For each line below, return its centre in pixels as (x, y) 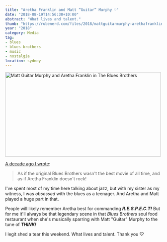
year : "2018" (19, 28)
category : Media (22, 33)
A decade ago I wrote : (28, 164)
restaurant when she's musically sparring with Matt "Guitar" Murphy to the (82, 219)
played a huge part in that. (32, 199)
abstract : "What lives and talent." (43, 19)
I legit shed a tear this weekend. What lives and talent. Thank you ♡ (75, 234)
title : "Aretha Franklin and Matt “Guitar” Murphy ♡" (62, 10)
